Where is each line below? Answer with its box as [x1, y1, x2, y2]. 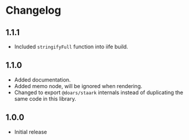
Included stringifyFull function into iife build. [14, 43, 129, 50]
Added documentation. [14, 76, 71, 83]
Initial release [14, 128, 47, 135]
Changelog [5, 4, 61, 17]
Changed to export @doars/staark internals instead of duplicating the [14, 89, 184, 96]
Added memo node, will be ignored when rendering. [14, 82, 142, 89]
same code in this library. [14, 95, 76, 102]
